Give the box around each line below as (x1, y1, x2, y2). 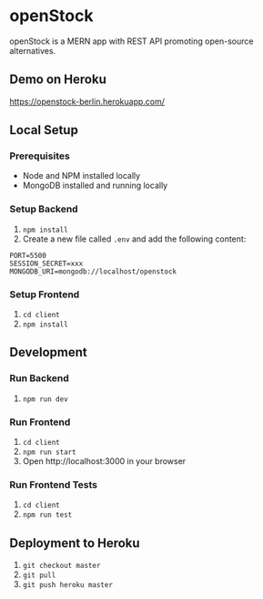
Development (9, 345, 88, 360)
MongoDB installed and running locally (22, 180, 168, 191)
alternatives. (9, 45, 56, 56)
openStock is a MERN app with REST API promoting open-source (9, 36, 254, 46)
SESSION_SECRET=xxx (9, 259, 84, 268)
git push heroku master (22, 581, 114, 590)
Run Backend (9, 372, 70, 385)
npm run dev (22, 394, 68, 404)
